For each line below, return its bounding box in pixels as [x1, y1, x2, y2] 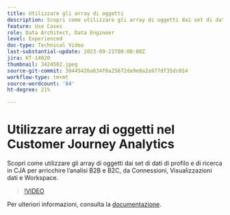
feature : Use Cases [7, 23, 63, 29]
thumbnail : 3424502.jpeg [7, 61, 78, 68]
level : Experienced [7, 36, 63, 42]
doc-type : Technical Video [7, 42, 84, 49]
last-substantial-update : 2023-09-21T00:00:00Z [7, 49, 146, 55]
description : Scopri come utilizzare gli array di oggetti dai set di [7, 16, 213, 23]
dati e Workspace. [7, 174, 59, 182]
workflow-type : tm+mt [7, 73, 69, 81]
